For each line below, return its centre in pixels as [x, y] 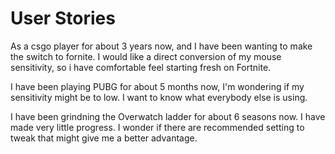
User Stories [63, 18]
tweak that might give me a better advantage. [104, 138]
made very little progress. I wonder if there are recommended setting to [157, 127]
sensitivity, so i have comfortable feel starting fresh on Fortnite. [141, 67]
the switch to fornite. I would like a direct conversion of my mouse [146, 56]
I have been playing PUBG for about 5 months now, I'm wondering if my [157, 86]
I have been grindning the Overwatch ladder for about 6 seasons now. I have [168, 116]
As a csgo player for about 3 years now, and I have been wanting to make [161, 46]
